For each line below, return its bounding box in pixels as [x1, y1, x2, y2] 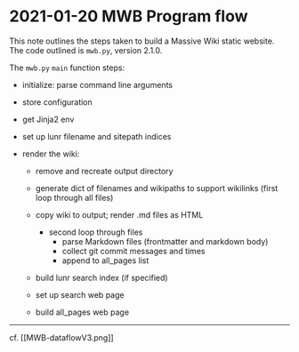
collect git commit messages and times [61, 245, 206, 256]
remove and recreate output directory [35, 165, 174, 176]
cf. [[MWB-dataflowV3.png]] [9, 332, 114, 343]
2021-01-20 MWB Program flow [9, 6, 248, 27]
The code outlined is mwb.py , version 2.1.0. [9, 44, 163, 55]
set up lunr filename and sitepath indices [21, 131, 172, 141]
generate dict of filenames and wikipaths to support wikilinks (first [35, 182, 279, 193]
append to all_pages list [61, 255, 149, 266]
